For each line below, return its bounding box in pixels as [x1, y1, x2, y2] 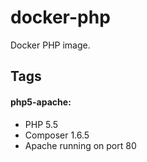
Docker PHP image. [10, 39, 91, 51]
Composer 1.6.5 [24, 129, 90, 141]
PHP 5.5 [24, 118, 59, 130]
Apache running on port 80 [24, 139, 137, 151]
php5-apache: [10, 96, 72, 108]
